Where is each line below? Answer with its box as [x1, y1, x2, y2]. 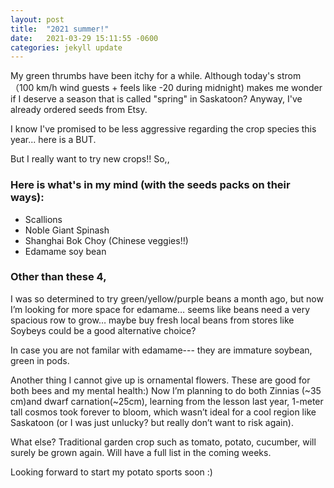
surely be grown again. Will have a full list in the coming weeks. [10, 446, 272, 458]
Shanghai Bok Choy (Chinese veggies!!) [24, 234, 189, 246]
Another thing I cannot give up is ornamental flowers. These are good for [10, 374, 311, 386]
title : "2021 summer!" [10, 24, 110, 34]
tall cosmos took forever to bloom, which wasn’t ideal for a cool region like [10, 406, 317, 418]
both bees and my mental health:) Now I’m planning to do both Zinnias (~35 [10, 384, 322, 396]
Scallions [24, 213, 63, 225]
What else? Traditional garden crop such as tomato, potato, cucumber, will [10, 436, 317, 448]
